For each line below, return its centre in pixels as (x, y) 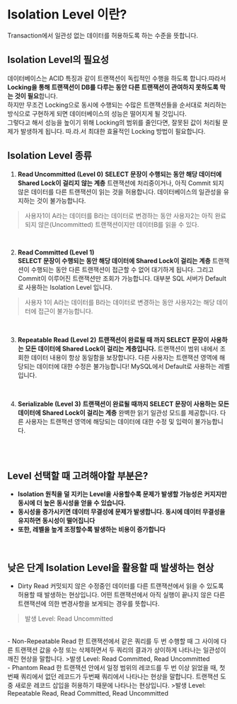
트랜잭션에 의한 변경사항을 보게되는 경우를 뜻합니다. (88, 604)
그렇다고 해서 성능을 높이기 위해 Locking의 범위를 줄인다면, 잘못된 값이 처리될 (114, 122)
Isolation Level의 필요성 (58, 60)
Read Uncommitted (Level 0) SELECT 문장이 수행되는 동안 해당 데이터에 (120, 174)
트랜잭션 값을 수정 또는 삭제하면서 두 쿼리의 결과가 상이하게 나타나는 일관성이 (120, 650)
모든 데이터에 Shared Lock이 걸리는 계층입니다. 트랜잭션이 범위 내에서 (121, 348)
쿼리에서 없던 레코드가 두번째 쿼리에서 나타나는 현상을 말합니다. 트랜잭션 (120, 676)
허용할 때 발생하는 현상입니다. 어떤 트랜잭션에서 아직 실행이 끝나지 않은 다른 (121, 595)
